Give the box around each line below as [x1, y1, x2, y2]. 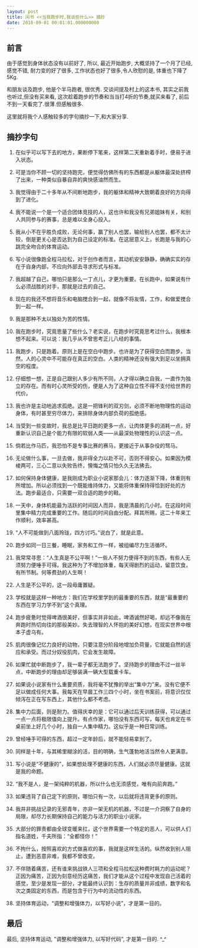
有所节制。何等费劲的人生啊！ [15, 569, 88, 575]
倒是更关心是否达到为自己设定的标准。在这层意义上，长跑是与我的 [25, 236, 186, 242]
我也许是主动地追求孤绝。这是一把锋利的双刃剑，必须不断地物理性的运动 [15, 402, 191, 409]
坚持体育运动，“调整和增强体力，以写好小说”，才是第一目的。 [15, 900, 165, 907]
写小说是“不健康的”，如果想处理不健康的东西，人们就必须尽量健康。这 [15, 761, 186, 767]
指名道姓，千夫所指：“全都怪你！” [15, 832, 98, 840]
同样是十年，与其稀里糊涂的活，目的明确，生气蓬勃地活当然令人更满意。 [15, 748, 191, 755]
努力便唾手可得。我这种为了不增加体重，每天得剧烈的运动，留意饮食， [20, 561, 191, 568]
